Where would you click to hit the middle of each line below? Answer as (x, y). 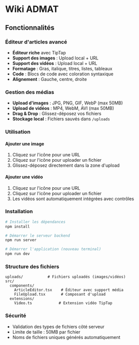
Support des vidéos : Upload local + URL (55, 63)
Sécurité (16, 316)
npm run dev (17, 254)
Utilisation (18, 132)
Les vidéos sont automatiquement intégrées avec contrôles (73, 199)
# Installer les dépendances (35, 222)
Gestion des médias (30, 92)
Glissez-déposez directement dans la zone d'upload (66, 165)
